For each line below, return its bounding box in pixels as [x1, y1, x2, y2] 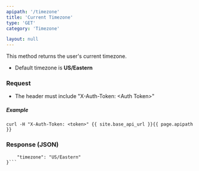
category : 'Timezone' [6, 25, 60, 32]
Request [6, 79, 31, 87]
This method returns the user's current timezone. [6, 53, 127, 60]
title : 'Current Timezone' [6, 14, 73, 20]
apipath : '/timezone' [6, 8, 60, 15]
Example [6, 106, 29, 114]
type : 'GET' [6, 20, 36, 26]
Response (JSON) [6, 141, 59, 149]
